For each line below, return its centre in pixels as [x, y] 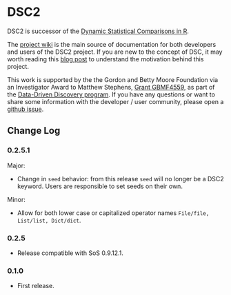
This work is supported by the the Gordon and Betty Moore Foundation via [113, 79]
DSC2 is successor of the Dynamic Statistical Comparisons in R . [98, 31]
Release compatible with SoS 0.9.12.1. [70, 253]
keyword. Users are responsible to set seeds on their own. [100, 186]
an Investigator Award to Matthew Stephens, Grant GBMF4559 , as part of [111, 87]
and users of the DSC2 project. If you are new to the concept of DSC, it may [115, 52]
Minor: [17, 199]
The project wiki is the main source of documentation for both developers [112, 44]
